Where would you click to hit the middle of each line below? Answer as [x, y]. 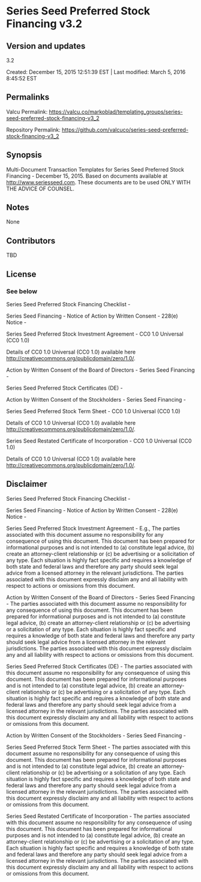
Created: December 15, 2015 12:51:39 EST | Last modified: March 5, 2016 [96, 72]
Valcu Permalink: [27, 112]
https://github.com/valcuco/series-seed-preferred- [125, 130]
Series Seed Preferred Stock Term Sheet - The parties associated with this [98, 747]
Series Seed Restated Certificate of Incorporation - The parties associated [98, 816]
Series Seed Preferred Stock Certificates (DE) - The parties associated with [100, 666]
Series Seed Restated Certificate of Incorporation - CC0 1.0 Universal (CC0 [99, 441]
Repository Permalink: [34, 130]
